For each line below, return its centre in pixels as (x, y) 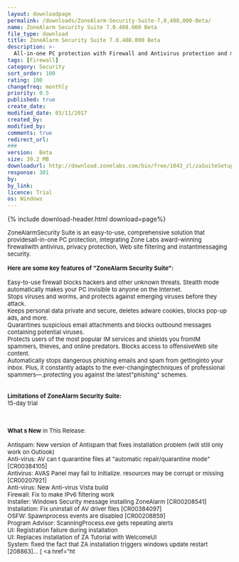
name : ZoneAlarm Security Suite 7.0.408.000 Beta (83, 27)
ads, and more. (28, 318)
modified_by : (27, 126)
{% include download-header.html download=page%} (87, 219)
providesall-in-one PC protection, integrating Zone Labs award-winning (105, 240)
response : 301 (28, 172)
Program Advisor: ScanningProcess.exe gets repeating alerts (90, 523)
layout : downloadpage (39, 14)
